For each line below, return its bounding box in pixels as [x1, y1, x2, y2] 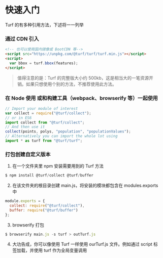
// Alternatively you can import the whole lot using [5, 134, 118, 139]
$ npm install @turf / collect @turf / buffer [5, 173, 94, 178]
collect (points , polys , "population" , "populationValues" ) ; [5, 129, 131, 134]
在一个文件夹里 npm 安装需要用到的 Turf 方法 [12, 163, 104, 169]
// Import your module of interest [5, 106, 78, 111]
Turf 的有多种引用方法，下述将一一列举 [5, 22, 84, 28]
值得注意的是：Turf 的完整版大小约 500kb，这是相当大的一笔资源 [17, 75, 149, 81]
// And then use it [5, 125, 45, 129]
